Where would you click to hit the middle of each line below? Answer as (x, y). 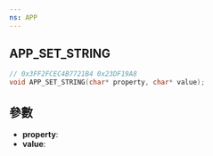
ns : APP (24, 17)
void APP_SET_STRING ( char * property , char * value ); (107, 82)
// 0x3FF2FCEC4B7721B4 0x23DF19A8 (74, 74)
